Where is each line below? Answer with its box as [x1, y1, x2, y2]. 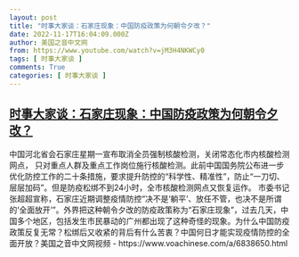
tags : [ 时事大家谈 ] [9, 54, 83, 63]
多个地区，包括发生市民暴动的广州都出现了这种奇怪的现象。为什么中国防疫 [16, 215, 290, 226]
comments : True [9, 63, 66, 72]
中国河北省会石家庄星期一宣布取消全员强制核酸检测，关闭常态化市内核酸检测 [9, 148, 290, 159]
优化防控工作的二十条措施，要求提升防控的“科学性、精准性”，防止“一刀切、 [9, 170, 285, 181]
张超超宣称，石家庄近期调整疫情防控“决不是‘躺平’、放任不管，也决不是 [9, 193, 267, 203]
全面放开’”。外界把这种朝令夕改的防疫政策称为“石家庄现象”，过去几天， [19, 204, 281, 215]
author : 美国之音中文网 [9, 37, 88, 47]
